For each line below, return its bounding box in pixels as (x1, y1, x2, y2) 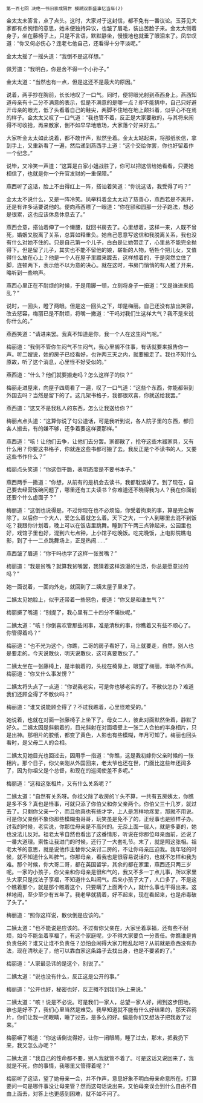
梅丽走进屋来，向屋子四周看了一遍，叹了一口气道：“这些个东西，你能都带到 (6, 384, 195, 391)
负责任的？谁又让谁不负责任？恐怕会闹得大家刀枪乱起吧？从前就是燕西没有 (6, 940, 192, 946)
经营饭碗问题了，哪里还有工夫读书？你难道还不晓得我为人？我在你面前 (22, 486, 197, 493)
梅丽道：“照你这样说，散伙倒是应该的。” (6, 912, 104, 918)
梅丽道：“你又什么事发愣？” (6, 670, 75, 677)
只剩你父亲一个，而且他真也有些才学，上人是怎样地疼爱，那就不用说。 (22, 808, 197, 815)
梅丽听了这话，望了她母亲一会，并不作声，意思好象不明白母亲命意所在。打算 (6, 1075, 197, 1082)
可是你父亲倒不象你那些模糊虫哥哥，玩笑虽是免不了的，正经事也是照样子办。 (6, 815, 197, 822)
